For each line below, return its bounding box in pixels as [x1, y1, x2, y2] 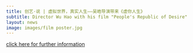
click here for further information [6, 41, 85, 48]
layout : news [6, 19, 38, 25]
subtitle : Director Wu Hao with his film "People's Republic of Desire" [6, 14, 188, 20]
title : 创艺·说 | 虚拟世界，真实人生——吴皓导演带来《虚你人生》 [6, 8, 145, 15]
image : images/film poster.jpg [6, 24, 83, 31]
